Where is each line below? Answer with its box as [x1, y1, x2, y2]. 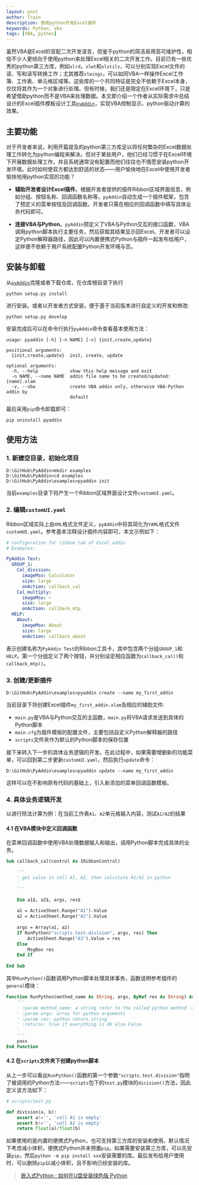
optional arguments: [6, 363, 57, 369]
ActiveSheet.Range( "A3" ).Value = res [27, 935, 120, 941]
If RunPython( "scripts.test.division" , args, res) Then [17, 930, 158, 936]
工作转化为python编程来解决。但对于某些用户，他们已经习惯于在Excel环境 [11, 150, 192, 158]
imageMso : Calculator [21, 573, 76, 579]
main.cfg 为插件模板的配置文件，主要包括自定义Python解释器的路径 [14, 728, 178, 735]
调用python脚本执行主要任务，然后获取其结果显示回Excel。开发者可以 [14, 228, 185, 235]
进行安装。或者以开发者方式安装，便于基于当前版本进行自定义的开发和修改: [6, 301, 190, 309]
